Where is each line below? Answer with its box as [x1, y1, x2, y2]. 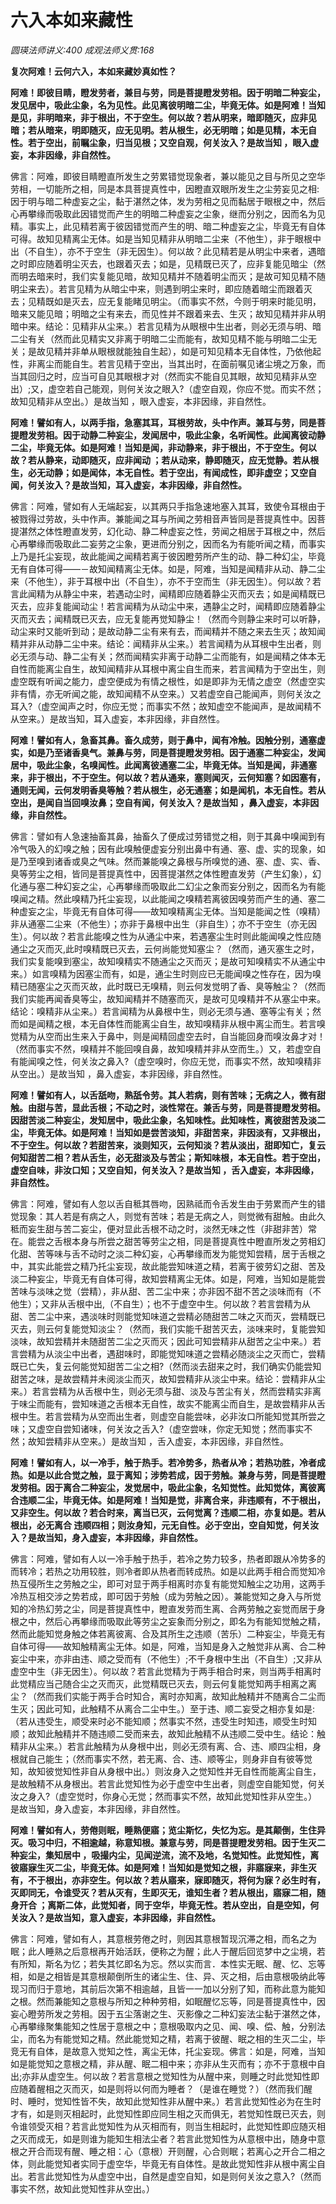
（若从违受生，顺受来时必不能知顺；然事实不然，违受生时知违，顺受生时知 [10, 1715, 317, 1727]
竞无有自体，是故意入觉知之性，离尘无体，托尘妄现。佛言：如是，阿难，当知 [10, 2045, 326, 2057]
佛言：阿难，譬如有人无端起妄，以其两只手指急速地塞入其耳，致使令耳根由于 [10, 500, 326, 512]
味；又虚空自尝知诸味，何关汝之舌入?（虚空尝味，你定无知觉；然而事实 [10, 1422, 305, 1435]
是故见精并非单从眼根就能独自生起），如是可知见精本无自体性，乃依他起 [27, 345, 322, 357]
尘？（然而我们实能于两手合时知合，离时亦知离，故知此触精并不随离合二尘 [10, 1690, 317, 1702]
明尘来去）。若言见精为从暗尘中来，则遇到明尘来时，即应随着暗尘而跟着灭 [10, 282, 313, 295]
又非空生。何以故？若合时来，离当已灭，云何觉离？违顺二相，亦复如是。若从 [10, 1506, 326, 1518]
